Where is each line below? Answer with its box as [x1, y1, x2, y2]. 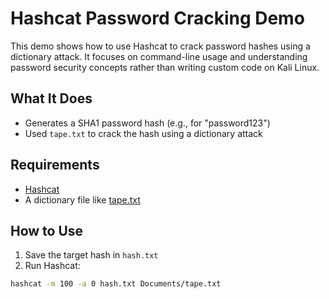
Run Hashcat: [24, 260, 81, 272]
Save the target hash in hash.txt [24, 249, 159, 261]
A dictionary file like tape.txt [24, 193, 141, 206]
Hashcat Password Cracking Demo [10, 7, 305, 30]
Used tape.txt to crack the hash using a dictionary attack [24, 127, 263, 139]
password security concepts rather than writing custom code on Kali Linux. [10, 61, 320, 73]
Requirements [10, 157, 100, 174]
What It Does [10, 90, 93, 107]
